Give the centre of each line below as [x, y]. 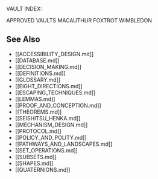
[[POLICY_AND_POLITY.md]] [51, 137]
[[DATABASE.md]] [37, 60]
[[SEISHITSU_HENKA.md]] [48, 118]
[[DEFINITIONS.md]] [40, 73]
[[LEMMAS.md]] [35, 99]
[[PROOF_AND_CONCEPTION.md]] [58, 105]
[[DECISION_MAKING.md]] [48, 67]
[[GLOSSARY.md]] [38, 80]
